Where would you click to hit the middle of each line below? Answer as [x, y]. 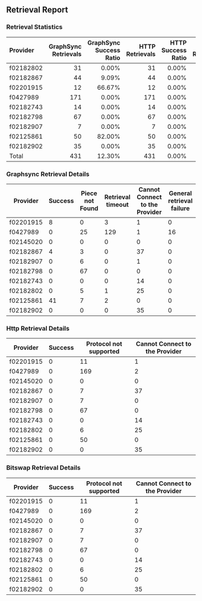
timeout [118, 204]
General [180, 193]
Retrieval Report [37, 10]
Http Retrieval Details [38, 328]
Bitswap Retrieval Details [44, 468]
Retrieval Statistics [35, 27]
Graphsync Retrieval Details [48, 174]
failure [180, 208]
